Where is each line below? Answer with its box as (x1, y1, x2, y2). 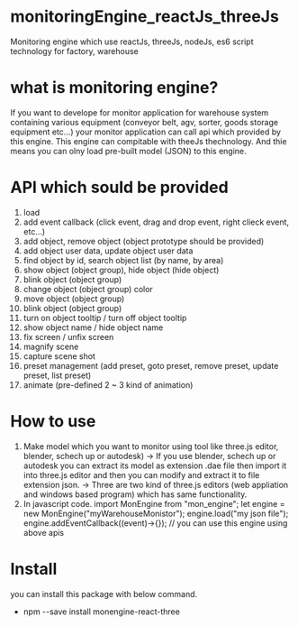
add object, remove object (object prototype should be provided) (23, 235, 265, 246)
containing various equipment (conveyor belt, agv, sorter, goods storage (10, 116, 278, 127)
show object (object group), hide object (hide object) (23, 264, 220, 275)
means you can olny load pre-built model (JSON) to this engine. (10, 145, 247, 156)
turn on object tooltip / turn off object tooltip (23, 312, 187, 323)
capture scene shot (23, 350, 95, 362)
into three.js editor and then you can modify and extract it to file (23, 469, 260, 480)
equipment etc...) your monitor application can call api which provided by (10, 126, 282, 137)
